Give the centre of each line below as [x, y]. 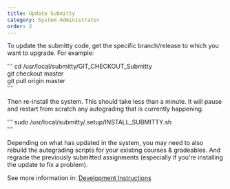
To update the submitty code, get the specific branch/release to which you [113, 46]
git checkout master [35, 74]
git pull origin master [36, 81]
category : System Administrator [53, 20]
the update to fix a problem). [48, 165]
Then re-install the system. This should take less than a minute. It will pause [115, 102]
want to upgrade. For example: [51, 53]
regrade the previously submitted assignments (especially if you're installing [115, 157]
